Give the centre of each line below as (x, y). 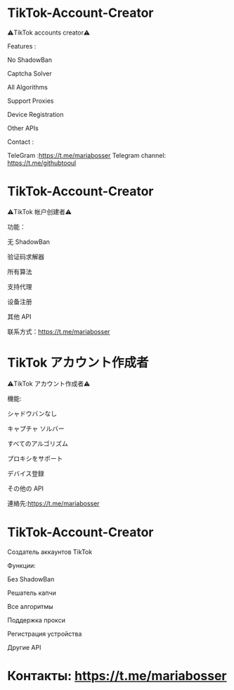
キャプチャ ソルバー (36, 429)
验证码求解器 (26, 257)
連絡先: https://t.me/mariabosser (53, 503)
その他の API (26, 488)
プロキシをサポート (35, 458)
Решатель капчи (32, 593)
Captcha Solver (30, 73)
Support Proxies (31, 101)
